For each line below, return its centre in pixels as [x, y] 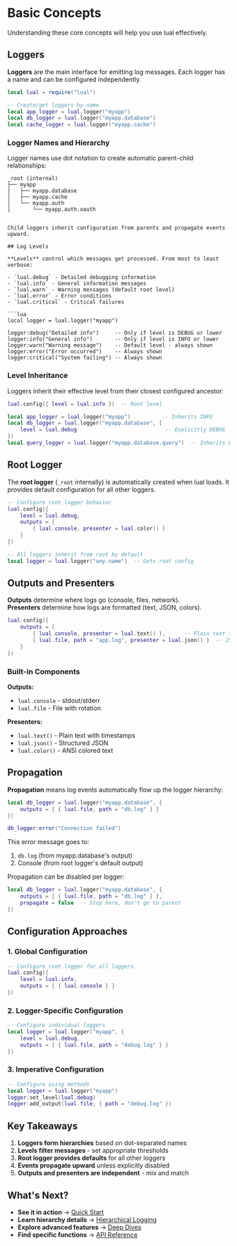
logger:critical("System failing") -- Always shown [85, 358]
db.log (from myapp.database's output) [75, 855]
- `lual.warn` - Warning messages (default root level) [91, 290]
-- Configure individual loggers [56, 1026]
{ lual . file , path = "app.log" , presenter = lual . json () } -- [128, 641]
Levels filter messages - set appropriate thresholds [93, 1151]
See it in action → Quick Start [61, 1212]
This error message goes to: [48, 842]
